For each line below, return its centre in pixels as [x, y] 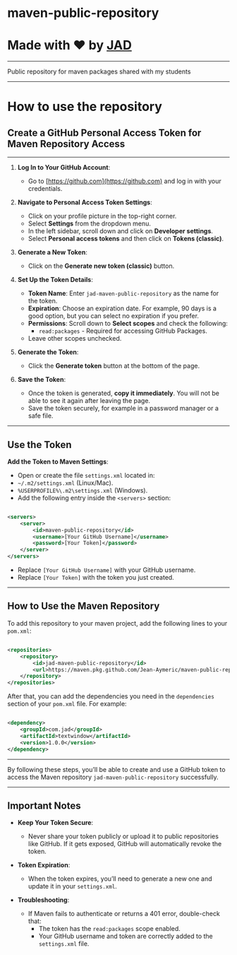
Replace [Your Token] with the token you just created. [96, 578]
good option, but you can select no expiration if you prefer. [114, 316]
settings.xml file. [64, 944]
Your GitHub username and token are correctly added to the [126, 936]
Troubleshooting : [43, 900]
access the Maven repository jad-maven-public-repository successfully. [113, 777]
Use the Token [39, 444]
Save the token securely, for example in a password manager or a [123, 409]
